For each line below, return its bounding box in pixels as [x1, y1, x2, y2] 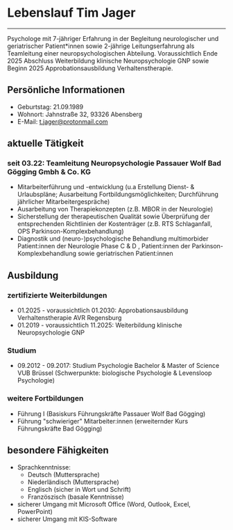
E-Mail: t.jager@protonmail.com [17, 117, 109, 126]
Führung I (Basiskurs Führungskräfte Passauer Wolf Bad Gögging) [17, 409, 206, 418]
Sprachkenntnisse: [17, 463, 71, 471]
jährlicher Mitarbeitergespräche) [17, 198, 110, 206]
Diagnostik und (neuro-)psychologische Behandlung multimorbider [17, 234, 209, 243]
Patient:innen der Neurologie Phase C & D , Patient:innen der [17, 242, 191, 250]
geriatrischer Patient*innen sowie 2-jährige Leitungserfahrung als [7, 42, 195, 50]
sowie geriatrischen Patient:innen [77, 249, 173, 258]
